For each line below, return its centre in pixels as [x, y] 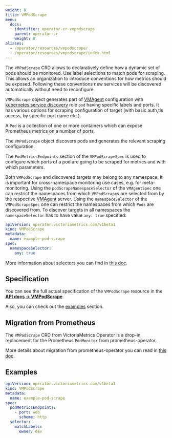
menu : [11, 19]
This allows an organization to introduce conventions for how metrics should [86, 78]
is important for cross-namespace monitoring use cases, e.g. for [73, 182]
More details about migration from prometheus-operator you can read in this [86, 350]
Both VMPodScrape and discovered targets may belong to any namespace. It [84, 177]
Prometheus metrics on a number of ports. [50, 131]
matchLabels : [28, 426]
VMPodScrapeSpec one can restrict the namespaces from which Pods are [80, 204]
